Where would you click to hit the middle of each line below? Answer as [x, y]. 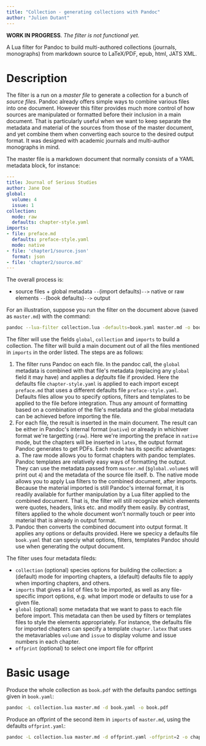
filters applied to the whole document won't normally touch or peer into [105, 514]
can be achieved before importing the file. [68, 416]
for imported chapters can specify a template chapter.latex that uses [103, 629]
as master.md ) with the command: [48, 317]
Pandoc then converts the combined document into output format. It [101, 527]
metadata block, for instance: [44, 165]
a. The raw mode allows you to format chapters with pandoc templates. [105, 455]
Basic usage [38, 673]
